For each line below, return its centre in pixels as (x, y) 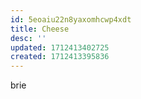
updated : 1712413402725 (60, 47)
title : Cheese (40, 29)
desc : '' (28, 38)
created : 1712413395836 (60, 57)
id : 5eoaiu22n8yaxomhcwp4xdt (71, 19)
